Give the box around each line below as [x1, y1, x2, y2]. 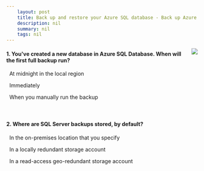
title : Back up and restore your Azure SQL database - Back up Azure [17, 15, 197, 21]
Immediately [8, 82, 41, 89]
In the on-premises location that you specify [8, 134, 120, 141]
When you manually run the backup [8, 93, 98, 101]
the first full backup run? [6, 56, 70, 64]
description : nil [17, 20, 61, 26]
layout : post [17, 8, 50, 15]
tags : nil [17, 32, 42, 38]
